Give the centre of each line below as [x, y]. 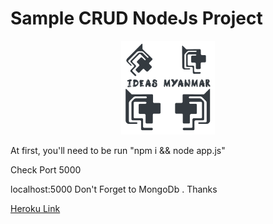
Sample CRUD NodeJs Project [136, 18]
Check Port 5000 [46, 169]
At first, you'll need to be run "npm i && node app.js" [118, 150]
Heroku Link [35, 208]
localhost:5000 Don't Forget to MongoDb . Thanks [114, 189]
